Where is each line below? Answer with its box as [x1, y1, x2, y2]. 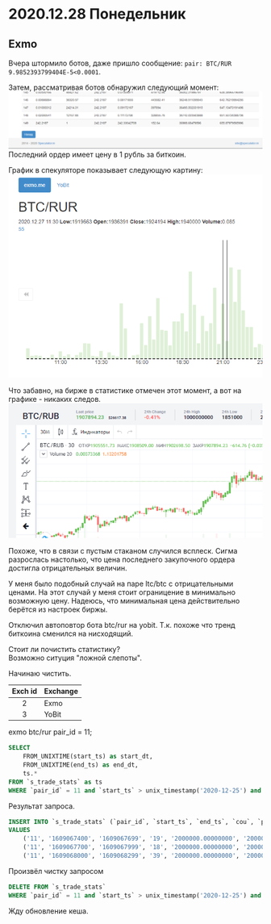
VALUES [8, 826, 31, 834]
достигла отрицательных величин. [8, 562, 127, 573]
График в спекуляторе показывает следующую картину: [8, 165, 203, 174]
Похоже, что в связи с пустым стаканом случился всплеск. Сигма [8, 546, 238, 555]
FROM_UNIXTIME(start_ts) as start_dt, [23, 752, 153, 761]
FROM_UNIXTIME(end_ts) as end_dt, [23, 761, 139, 769]
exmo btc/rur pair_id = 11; [8, 727, 93, 737]
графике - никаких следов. [8, 394, 101, 403]
